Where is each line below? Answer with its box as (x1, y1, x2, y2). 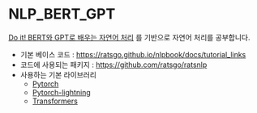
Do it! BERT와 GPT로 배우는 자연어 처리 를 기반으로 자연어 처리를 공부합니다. (8, 32, 251, 42)
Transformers (32, 96, 79, 106)
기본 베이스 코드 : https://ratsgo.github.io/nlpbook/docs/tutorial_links (19, 49, 246, 59)
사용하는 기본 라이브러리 (19, 69, 97, 79)
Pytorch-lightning (32, 87, 91, 97)
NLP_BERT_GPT (8, 5, 116, 23)
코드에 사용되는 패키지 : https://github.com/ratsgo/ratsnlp (19, 60, 208, 69)
